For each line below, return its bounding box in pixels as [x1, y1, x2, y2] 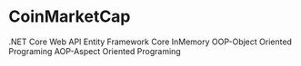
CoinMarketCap [8, 6, 131, 27]
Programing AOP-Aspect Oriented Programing [8, 45, 181, 56]
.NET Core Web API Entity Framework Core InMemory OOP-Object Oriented [8, 36, 293, 47]
